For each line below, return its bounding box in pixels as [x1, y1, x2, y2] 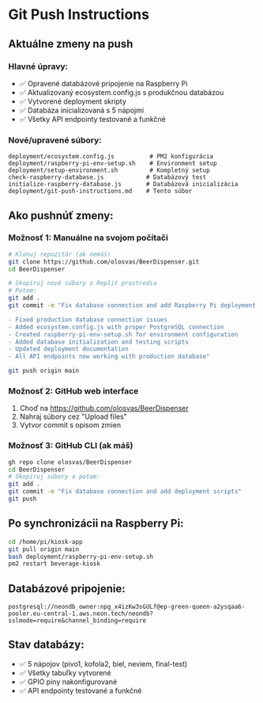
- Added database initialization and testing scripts [8, 338, 190, 346]
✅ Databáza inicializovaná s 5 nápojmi [19, 105, 145, 115]
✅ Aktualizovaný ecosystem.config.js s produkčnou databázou [19, 87, 224, 97]
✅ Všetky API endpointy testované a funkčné [19, 114, 166, 123]
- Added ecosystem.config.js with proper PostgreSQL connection [8, 323, 224, 331]
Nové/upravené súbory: [8, 135, 102, 146]
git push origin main [8, 367, 80, 375]
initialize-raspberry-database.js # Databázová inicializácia [8, 180, 239, 188]
